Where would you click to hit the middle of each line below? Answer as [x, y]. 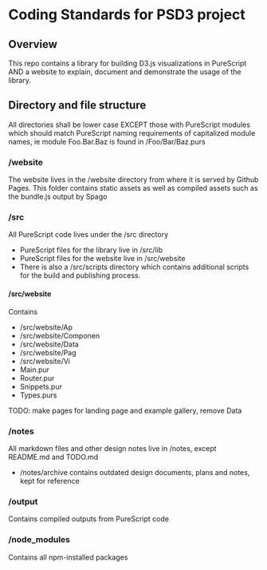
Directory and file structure [77, 105]
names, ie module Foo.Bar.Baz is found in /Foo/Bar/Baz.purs [107, 141]
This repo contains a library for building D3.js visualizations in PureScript [128, 63]
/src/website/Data [49, 344]
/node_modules [39, 540]
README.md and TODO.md [53, 457]
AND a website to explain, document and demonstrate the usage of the [125, 72]
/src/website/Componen [60, 335]
